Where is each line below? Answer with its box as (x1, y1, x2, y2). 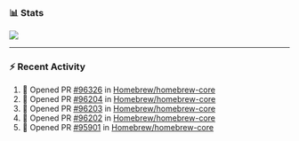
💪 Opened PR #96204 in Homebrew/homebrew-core (21, 93, 216, 104)
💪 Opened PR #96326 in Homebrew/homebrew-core (21, 84, 216, 95)
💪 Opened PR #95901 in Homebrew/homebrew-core (21, 121, 214, 132)
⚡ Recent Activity (9, 60, 86, 73)
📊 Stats (9, 6, 44, 19)
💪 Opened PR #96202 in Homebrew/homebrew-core (21, 113, 216, 123)
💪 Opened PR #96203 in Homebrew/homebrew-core (21, 103, 216, 114)
